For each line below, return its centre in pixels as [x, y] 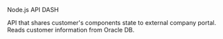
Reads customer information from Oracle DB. [71, 30]
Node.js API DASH [33, 10]
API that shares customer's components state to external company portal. [112, 23]
